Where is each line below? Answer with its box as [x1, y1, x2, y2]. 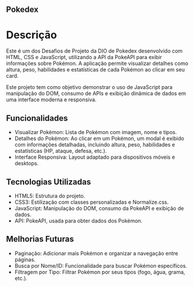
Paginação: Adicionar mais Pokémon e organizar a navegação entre [14, 250, 179, 257]
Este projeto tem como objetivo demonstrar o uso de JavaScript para [6, 84, 173, 91]
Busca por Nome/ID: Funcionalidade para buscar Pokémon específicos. [14, 262, 188, 269]
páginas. [14, 256, 36, 263]
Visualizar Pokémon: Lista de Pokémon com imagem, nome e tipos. [14, 129, 177, 136]
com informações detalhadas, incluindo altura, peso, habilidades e [14, 141, 175, 148]
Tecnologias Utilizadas [6, 177, 91, 187]
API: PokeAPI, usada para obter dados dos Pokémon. [14, 217, 142, 224]
